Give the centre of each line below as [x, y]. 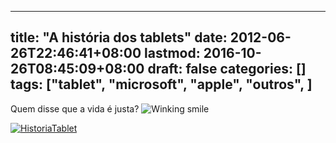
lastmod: [172, 53]
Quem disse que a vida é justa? [75, 108]
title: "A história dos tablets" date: [119, 37]
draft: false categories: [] [227, 69]
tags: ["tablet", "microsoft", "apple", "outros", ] [161, 84]
